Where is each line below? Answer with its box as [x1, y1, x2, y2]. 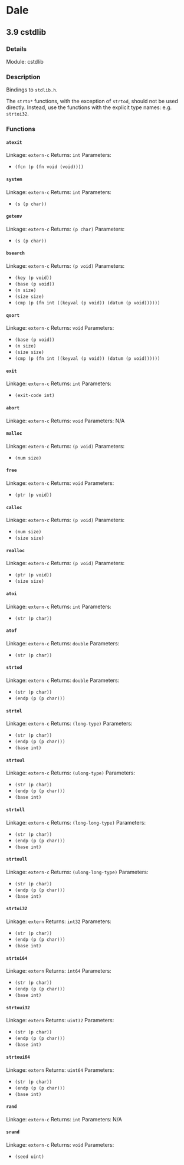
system [6, 176, 22, 182]
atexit [6, 139, 22, 145]
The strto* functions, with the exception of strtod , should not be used [6, 98, 179, 105]
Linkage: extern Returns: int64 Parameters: [6, 967, 112, 974]
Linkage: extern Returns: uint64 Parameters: [6, 1066, 114, 1074]
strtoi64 [6, 955, 28, 961]
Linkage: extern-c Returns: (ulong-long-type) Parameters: [6, 868, 149, 875]
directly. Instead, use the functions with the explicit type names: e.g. [6, 104, 172, 111]
